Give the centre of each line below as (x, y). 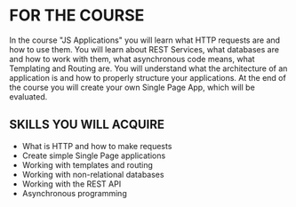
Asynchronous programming (74, 193)
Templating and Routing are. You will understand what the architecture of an (148, 68)
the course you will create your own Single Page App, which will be (132, 87)
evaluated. (28, 96)
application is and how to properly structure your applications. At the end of (148, 77)
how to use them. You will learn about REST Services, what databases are (144, 49)
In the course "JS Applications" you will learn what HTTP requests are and (145, 40)
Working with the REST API (72, 184)
